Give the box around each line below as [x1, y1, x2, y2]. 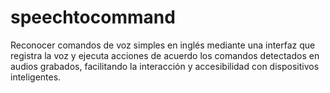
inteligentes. [10, 71, 62, 83]
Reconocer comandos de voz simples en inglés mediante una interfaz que [10, 39, 316, 51]
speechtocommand [10, 6, 176, 29]
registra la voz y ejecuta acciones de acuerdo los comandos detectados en [10, 49, 320, 61]
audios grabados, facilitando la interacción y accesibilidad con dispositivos [10, 60, 320, 72]
